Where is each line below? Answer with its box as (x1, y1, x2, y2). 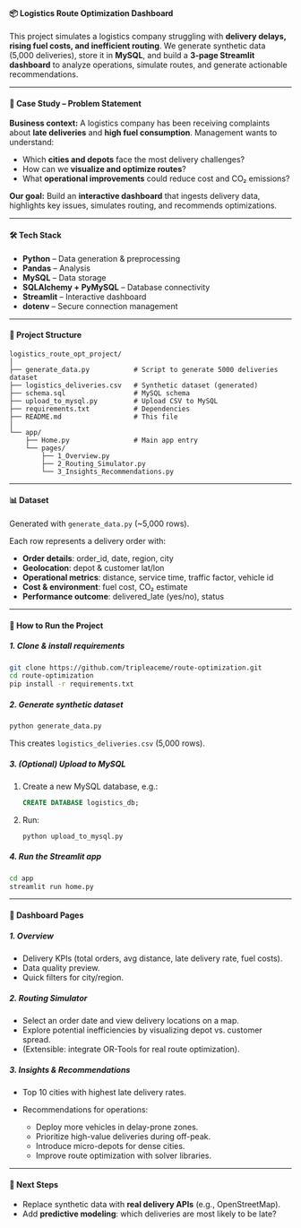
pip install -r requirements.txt (9, 679, 134, 689)
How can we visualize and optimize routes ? (21, 164, 186, 175)
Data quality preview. (21, 963, 100, 973)
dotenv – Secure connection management (21, 300, 178, 311)
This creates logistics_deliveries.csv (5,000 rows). (9, 738, 206, 748)
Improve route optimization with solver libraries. (35, 1150, 212, 1161)
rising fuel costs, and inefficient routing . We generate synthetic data (9, 40, 266, 51)
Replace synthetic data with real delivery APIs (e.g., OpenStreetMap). (21, 1199, 280, 1210)
